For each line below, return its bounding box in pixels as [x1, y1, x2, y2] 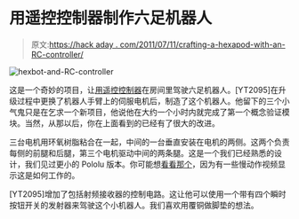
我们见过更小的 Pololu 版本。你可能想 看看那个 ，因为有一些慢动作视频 [24, 159, 279, 169]
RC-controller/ [30, 49, 84, 59]
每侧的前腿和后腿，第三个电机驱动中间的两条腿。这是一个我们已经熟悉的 [9, 147, 274, 158]
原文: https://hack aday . [30, 39, 118, 50]
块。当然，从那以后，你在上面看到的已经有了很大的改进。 [9, 117, 220, 129]
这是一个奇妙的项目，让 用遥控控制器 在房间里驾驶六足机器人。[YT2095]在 [9, 84, 279, 95]
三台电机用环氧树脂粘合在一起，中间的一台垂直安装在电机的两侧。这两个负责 [9, 137, 290, 147]
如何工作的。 [32, 169, 80, 180]
